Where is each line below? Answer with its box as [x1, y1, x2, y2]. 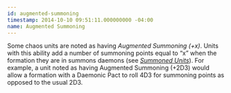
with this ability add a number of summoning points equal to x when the [7, 49, 217, 57]
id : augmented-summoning [7, 10, 79, 17]
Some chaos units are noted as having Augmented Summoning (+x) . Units [7, 42, 219, 50]
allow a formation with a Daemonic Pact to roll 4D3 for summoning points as [7, 71, 225, 79]
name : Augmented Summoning [7, 23, 85, 30]
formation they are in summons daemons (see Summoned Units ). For [7, 56, 205, 65]
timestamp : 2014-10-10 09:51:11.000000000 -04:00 [7, 17, 154, 23]
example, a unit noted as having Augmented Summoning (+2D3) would [7, 63, 209, 72]
